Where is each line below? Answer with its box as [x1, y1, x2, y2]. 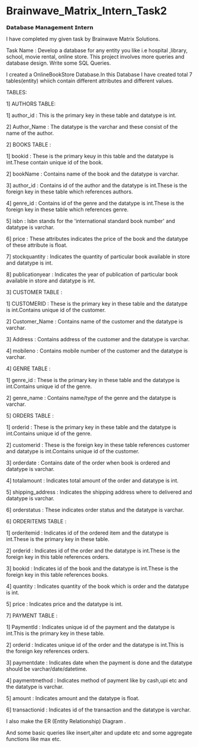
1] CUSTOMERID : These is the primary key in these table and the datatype [6, 300, 188, 307]
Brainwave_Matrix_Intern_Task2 [6, 4, 167, 18]
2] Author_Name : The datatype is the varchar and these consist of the [6, 123, 178, 130]
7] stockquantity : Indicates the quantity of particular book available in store [6, 253, 190, 260]
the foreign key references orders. [6, 647, 90, 654]
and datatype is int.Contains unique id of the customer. [6, 447, 140, 454]
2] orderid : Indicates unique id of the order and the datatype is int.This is [6, 641, 184, 648]
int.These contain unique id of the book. [6, 158, 103, 166]
